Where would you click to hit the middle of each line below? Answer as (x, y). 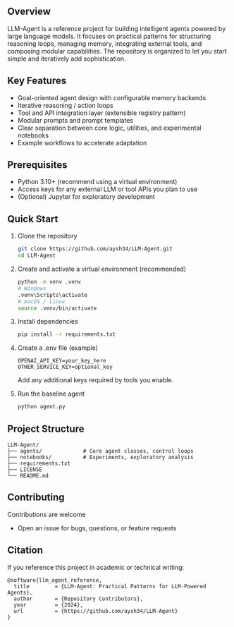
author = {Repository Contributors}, (78, 599)
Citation (25, 550)
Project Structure (46, 428)
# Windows (32, 288)
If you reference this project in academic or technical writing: (96, 567)
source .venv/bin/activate (57, 308)
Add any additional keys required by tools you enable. (96, 380)
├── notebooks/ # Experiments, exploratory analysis (100, 457)
